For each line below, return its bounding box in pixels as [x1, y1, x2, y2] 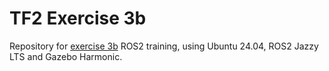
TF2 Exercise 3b [9, 7, 147, 30]
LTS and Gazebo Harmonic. [9, 50, 123, 62]
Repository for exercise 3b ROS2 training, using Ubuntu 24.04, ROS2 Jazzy [9, 40, 319, 52]
